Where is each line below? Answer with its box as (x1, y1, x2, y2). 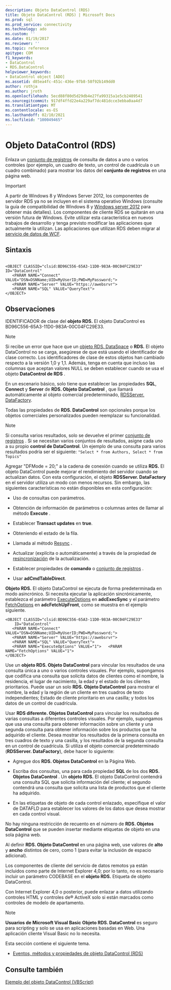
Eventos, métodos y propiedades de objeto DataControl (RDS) (12, 950, 143, 957)
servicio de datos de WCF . (5, 230, 61, 237)
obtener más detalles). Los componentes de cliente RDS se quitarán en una (5, 209, 164, 215)
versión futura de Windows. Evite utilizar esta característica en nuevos (5, 214, 154, 221)
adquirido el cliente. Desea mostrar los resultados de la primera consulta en (5, 732, 165, 738)
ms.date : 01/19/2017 (5, 36, 50, 42)
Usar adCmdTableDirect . (12, 575, 66, 581)
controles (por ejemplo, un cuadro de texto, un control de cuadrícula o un (5, 162, 160, 168)
